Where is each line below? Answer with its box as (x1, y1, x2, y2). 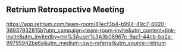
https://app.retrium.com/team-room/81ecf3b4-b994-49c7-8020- (6, 20, 167, 27)
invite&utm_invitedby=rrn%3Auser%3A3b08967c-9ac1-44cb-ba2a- (6, 32, 173, 40)
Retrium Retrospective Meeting (6, 5, 125, 15)
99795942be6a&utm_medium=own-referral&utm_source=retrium (6, 39, 167, 46)
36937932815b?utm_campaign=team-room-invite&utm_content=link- (6, 27, 177, 34)
